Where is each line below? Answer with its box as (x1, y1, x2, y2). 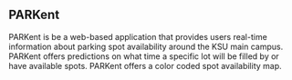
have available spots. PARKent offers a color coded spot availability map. (8, 60, 282, 71)
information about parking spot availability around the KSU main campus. (8, 41, 284, 52)
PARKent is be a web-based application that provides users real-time (8, 31, 268, 42)
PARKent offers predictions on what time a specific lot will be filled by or (8, 50, 279, 62)
